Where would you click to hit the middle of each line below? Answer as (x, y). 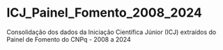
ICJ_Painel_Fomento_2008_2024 (105, 13)
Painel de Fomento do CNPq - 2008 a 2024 (69, 39)
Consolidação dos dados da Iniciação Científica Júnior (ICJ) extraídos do (111, 32)
